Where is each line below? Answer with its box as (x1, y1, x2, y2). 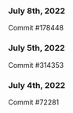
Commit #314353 (8, 60, 64, 69)
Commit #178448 (8, 23, 64, 33)
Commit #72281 (8, 97, 60, 107)
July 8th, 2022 (8, 5, 65, 16)
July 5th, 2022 (8, 43, 65, 54)
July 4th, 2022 (8, 79, 66, 90)
